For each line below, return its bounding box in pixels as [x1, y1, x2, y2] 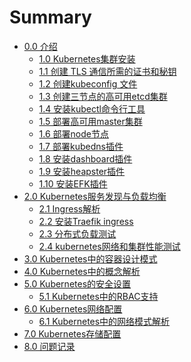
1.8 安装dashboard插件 [38, 152, 133, 165]
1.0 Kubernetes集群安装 [38, 52, 136, 65]
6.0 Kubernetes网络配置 [23, 302, 123, 315]
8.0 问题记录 [23, 340, 76, 352]
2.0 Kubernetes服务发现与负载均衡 [23, 190, 167, 202]
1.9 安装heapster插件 [38, 165, 126, 177]
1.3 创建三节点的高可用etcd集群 [38, 90, 168, 102]
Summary [9, 6, 92, 29]
